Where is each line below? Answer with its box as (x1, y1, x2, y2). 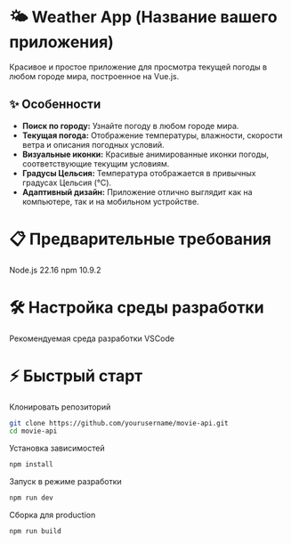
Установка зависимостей (9, 443, 105, 454)
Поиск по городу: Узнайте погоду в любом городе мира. (21, 120, 239, 131)
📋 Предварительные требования (9, 229, 271, 249)
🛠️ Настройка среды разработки (9, 297, 264, 317)
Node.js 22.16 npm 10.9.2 (9, 264, 101, 275)
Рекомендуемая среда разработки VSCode (9, 333, 175, 344)
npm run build (9, 527, 62, 536)
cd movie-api (9, 426, 58, 436)
